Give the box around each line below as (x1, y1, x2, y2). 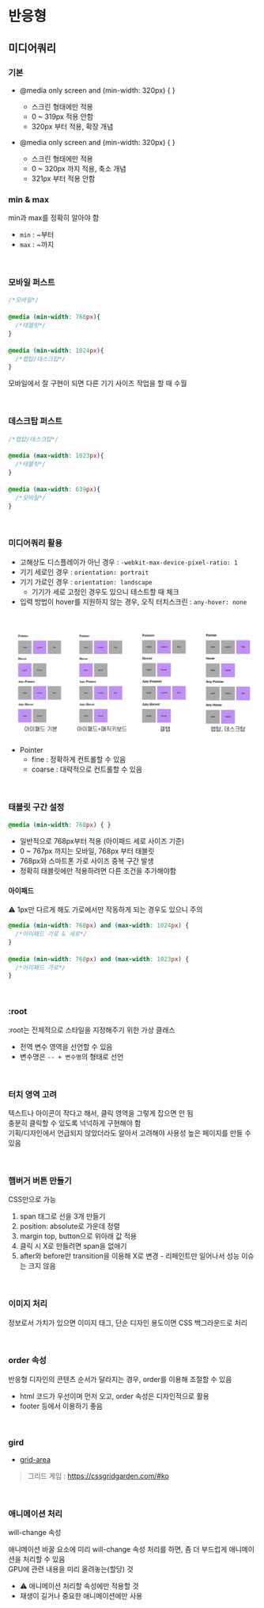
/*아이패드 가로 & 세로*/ (15, 930, 88, 938)
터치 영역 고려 (8, 1089, 58, 1100)
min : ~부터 (19, 230, 55, 239)
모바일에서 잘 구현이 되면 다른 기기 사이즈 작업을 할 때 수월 (8, 378, 187, 389)
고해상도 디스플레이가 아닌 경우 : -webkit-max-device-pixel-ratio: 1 (19, 557, 239, 567)
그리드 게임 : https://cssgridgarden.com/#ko (27, 1472, 170, 1481)
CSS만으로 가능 (8, 1195, 57, 1204)
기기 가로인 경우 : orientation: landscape (19, 576, 153, 587)
